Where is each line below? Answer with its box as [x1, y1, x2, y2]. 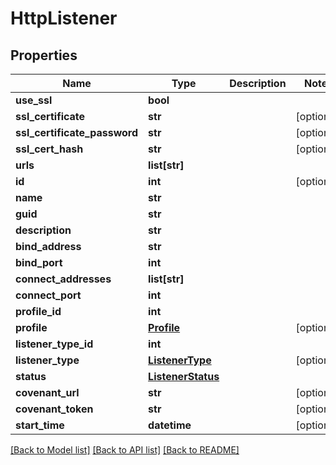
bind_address [15, 240, 82, 253]
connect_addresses [15, 272, 112, 286]
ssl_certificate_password [15, 126, 139, 139]
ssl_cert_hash [15, 142, 84, 156]
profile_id [15, 305, 62, 318]
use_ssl [15, 93, 53, 107]
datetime [148, 418, 192, 432]
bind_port [15, 256, 63, 269]
